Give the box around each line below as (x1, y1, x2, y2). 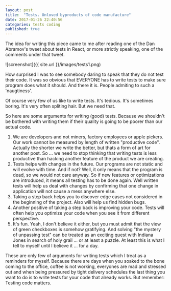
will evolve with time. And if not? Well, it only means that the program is (12, 167, 163, 173)
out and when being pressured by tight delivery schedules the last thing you (5, 269, 165, 275)
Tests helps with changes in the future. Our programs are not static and (12, 161, 163, 167)
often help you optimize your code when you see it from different (12, 210, 150, 216)
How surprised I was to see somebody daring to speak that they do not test (5, 71, 164, 77)
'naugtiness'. (5, 88, 32, 94)
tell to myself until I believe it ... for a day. (12, 243, 99, 249)
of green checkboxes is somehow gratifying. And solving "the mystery (12, 226, 161, 233)
